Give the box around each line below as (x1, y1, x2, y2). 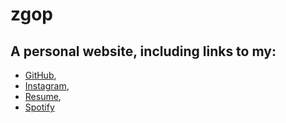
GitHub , (24, 69, 57, 81)
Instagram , (24, 80, 70, 92)
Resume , (24, 91, 62, 102)
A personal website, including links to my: (10, 43, 277, 60)
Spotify (24, 101, 55, 113)
